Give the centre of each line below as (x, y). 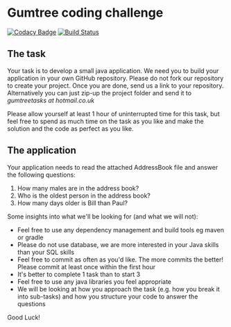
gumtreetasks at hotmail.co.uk (51, 100)
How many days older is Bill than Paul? (72, 202)
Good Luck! (24, 317)
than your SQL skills (46, 252)
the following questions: (42, 175)
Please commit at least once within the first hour (86, 266)
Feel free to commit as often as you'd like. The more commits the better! (120, 260)
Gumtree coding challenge (85, 13)
